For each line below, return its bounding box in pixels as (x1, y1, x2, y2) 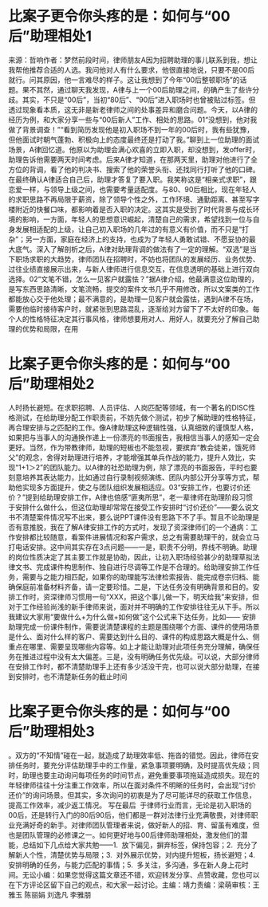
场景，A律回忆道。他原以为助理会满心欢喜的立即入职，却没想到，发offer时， (8, 144, 259, 154)
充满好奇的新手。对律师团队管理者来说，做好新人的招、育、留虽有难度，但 (14, 820, 260, 830)
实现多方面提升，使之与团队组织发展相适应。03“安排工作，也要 (22, 482, 230, 492)
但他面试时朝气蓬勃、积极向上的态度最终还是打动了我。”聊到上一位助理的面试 (8, 135, 260, 144)
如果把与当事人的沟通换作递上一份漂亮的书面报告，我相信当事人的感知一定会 (8, 432, 260, 442)
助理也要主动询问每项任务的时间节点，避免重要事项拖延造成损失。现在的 (22, 770, 260, 779)
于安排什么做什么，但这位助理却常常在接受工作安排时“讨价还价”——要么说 (8, 502, 253, 512)
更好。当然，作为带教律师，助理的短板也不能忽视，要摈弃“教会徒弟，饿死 (8, 442, 250, 452)
